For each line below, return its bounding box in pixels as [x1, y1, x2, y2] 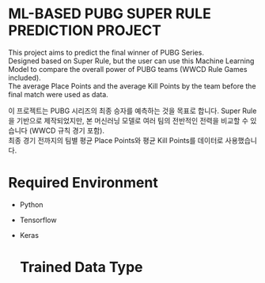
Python [19, 199, 44, 209]
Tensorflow [19, 215, 57, 225]
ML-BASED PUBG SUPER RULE [8, 5, 211, 23]
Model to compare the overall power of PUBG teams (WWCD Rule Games [8, 64, 248, 74]
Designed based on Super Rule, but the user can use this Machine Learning [8, 56, 255, 66]
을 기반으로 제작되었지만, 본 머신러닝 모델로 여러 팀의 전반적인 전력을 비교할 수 [8, 115, 249, 125]
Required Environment [8, 174, 158, 192]
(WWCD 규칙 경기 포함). [28, 126, 105, 135]
